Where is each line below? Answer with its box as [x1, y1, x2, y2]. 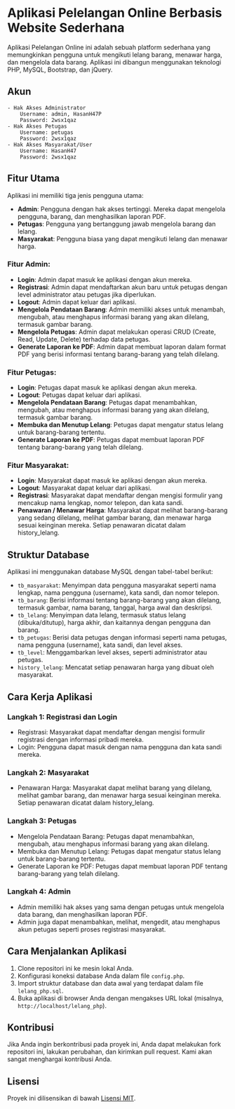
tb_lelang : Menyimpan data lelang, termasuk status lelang [17, 611, 187, 619]
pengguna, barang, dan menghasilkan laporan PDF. [17, 212, 166, 220]
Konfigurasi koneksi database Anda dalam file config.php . [17, 972, 185, 980]
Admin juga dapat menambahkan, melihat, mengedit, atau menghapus [17, 918, 221, 926]
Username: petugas [20, 128, 74, 136]
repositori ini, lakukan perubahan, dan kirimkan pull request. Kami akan [7, 1047, 213, 1056]
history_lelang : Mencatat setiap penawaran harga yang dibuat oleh [17, 663, 214, 671]
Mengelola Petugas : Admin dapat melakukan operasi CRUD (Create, [17, 328, 216, 336]
